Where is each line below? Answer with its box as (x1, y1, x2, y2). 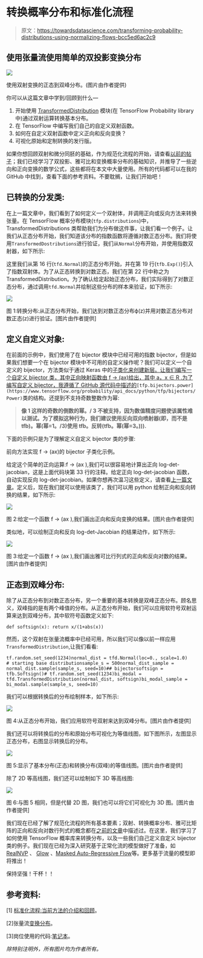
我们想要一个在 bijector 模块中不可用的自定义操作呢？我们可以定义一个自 (11, 358, 192, 366)
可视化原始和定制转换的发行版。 (14, 137, 95, 144)
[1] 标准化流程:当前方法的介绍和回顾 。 (6, 907, 100, 914)
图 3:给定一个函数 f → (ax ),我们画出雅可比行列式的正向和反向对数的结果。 (6, 552, 190, 560)
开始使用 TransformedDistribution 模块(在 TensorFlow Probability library (14, 107, 195, 114)
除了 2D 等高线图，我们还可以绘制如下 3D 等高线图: (6, 775, 134, 782)
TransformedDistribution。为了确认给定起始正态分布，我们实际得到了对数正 (6, 275, 195, 282)
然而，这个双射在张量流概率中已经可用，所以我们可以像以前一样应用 (6, 635, 176, 643)
